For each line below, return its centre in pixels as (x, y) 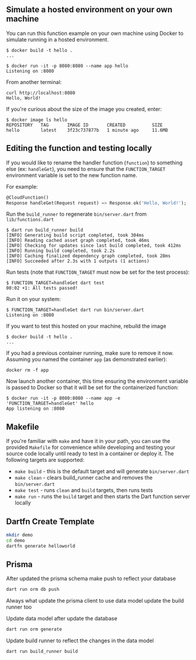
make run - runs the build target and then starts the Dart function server (102, 497)
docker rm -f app (28, 370)
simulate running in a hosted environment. (57, 39)
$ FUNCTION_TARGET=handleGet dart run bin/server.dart (75, 310)
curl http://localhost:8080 (41, 93)
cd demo (16, 541)
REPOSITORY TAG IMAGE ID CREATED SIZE (84, 125)
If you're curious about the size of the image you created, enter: (84, 109)
